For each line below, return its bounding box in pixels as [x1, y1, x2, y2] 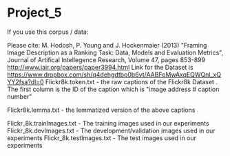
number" [7, 92, 32, 101]
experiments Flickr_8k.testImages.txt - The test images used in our [7, 133, 197, 142]
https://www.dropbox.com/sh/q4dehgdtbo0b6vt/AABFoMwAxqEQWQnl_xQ [7, 70, 222, 79]
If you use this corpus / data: [7, 28, 89, 36]
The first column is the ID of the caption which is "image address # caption [7, 85, 220, 93]
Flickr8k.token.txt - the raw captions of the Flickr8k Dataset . [45, 77, 218, 86]
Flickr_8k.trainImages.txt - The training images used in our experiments [7, 119, 209, 127]
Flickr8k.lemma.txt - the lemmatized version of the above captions [7, 106, 196, 114]
